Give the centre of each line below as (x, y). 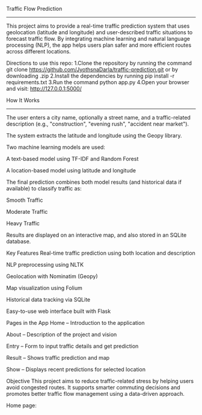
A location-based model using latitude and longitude (71, 170)
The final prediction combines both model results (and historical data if (94, 182)
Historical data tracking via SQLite (48, 299)
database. (19, 241)
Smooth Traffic (25, 200)
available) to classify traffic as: (44, 188)
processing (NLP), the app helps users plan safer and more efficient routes (99, 45)
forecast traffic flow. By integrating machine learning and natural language (98, 39)
